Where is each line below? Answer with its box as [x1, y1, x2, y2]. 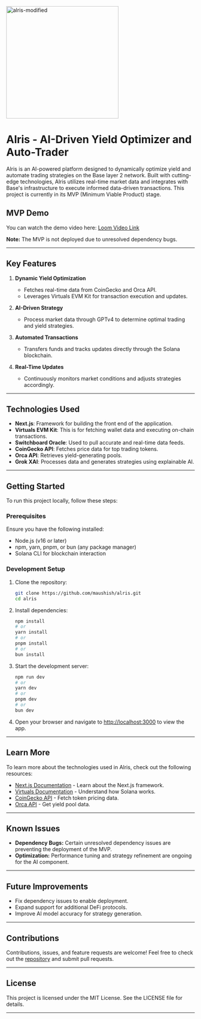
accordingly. [23, 381, 55, 388]
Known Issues [6, 823, 60, 833]
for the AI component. [14, 858, 69, 866]
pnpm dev [14, 696, 37, 703]
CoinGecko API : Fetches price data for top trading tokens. [14, 446, 159, 453]
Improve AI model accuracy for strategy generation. [14, 910, 142, 917]
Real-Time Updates [14, 363, 64, 370]
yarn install [14, 629, 48, 636]
